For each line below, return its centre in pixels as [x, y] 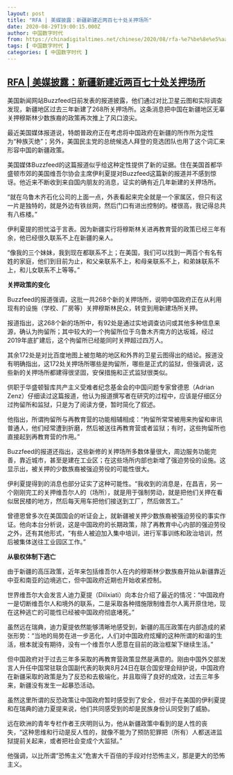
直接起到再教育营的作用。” [44, 437]
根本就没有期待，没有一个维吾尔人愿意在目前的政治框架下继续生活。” [116, 644]
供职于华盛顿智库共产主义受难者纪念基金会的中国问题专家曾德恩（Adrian [111, 387]
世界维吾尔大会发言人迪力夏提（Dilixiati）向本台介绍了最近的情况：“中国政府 [116, 594]
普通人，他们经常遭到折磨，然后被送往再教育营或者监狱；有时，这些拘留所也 [116, 427]
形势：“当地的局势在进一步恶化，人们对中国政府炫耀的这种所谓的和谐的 [115, 635]
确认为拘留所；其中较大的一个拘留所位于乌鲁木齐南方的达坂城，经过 [116, 332]
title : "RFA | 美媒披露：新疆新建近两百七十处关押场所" [80, 20]
